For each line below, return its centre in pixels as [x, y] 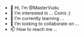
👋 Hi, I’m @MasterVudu [35, 8]
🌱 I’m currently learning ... [37, 18]
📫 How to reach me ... [34, 29]
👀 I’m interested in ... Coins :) [40, 13]
